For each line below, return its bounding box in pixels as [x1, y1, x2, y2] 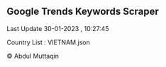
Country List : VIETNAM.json [6, 38, 90, 47]
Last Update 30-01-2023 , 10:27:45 [6, 24, 109, 32]
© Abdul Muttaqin [6, 51, 60, 60]
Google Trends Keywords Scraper [6, 6, 159, 18]
